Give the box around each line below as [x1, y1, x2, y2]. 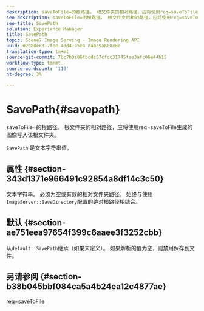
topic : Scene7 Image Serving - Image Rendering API [6, 37, 140, 43]
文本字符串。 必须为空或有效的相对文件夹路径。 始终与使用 [6, 190, 153, 198]
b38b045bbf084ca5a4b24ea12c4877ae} [6, 281, 167, 292]
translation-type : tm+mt [6, 49, 69, 55]
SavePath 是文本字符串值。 [6, 144, 73, 152]
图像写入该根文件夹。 [6, 131, 59, 139]
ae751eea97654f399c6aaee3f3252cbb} [6, 228, 163, 238]
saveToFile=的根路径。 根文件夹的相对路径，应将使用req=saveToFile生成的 [6, 124, 193, 131]
